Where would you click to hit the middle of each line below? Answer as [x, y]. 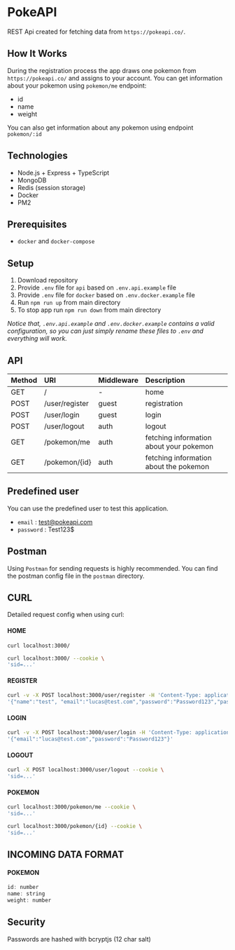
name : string [26, 894]
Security [26, 922]
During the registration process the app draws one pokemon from [102, 70]
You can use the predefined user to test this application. [88, 508]
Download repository [48, 280]
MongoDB [32, 180]
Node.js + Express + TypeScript [63, 172]
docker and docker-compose [56, 241]
